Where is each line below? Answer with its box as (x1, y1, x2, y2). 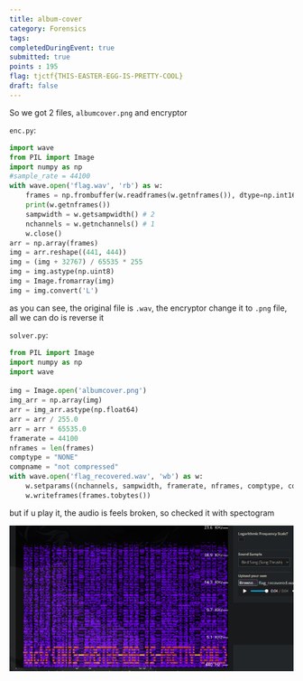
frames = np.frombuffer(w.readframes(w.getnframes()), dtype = (25, 191, 264, 201)
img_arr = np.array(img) (9, 396, 103, 406)
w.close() (25, 229, 63, 238)
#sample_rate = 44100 (9, 172, 91, 181)
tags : (9, 33, 30, 42)
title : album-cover (9, 14, 83, 23)
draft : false (9, 81, 59, 90)
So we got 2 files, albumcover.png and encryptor (9, 107, 188, 117)
